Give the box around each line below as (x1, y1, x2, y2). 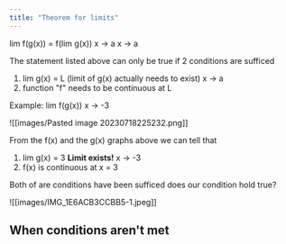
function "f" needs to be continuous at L (22, 82, 172, 93)
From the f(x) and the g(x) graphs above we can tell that (9, 134, 217, 145)
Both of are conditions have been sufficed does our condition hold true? (9, 179, 277, 190)
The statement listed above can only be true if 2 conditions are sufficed (9, 55, 275, 66)
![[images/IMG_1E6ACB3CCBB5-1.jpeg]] (9, 196, 157, 207)
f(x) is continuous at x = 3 (22, 161, 119, 172)
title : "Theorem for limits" (9, 13, 119, 23)
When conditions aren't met (9, 222, 170, 239)
